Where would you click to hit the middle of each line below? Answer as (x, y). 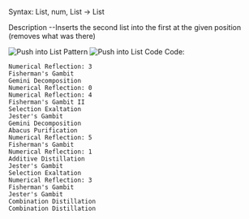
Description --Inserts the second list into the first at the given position (125, 27)
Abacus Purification (43, 131)
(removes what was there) (52, 36)
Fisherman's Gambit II (47, 102)
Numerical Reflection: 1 (50, 152)
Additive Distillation (47, 159)
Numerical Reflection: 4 (50, 95)
